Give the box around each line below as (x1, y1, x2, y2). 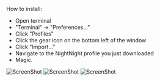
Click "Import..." (15, 43, 56, 50)
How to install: (6, 6, 43, 12)
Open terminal (15, 17, 51, 24)
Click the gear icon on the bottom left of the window (15, 37, 147, 44)
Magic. (15, 56, 33, 63)
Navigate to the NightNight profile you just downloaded (15, 50, 155, 57)
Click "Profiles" (15, 30, 54, 37)
